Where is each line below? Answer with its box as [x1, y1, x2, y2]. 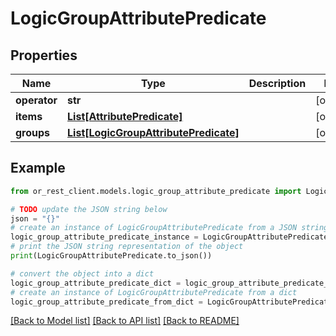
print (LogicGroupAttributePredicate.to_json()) [10, 251, 213, 261]
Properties [10, 47, 78, 64]
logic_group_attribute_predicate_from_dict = [10, 297, 203, 307]
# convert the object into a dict [10, 268, 155, 279]
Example [10, 160, 66, 177]
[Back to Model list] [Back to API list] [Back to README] [10, 315, 240, 327]
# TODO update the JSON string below [10, 204, 168, 214]
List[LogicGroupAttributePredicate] [67, 126, 240, 139]
